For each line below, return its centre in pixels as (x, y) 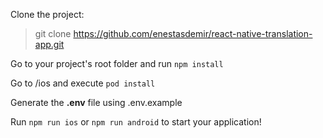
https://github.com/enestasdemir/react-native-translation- (193, 33)
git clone (53, 33)
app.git (49, 44)
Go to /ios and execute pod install (83, 83)
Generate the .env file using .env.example (96, 102)
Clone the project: (47, 14)
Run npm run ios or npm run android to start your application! (136, 122)
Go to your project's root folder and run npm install (117, 63)
